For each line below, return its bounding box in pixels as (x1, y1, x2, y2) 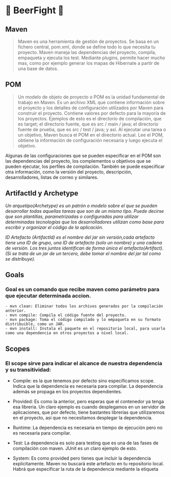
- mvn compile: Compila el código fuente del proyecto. (5, 313, 127, 318)
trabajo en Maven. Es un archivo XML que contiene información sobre (17, 99, 165, 105)
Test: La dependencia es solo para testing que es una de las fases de (12, 440, 159, 446)
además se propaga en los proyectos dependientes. (12, 389, 123, 394)
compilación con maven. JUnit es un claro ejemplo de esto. (12, 445, 137, 451)
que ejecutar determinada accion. (5, 292, 91, 299)
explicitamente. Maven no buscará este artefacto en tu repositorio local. (12, 461, 164, 466)
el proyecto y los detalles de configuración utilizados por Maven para (17, 105, 163, 111)
